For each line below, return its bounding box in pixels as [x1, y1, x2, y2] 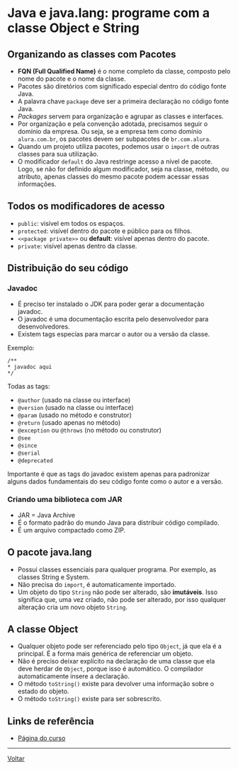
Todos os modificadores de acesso [7, 200, 165, 212]
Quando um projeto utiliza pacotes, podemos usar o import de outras [17, 142, 220, 150]
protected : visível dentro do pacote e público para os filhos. [17, 227, 193, 235]
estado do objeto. [17, 687, 69, 695]
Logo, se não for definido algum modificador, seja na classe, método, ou [17, 165, 229, 173]
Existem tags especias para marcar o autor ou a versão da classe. [17, 329, 210, 338]
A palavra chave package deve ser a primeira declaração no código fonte [17, 97, 229, 106]
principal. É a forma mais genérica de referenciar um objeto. [17, 649, 193, 658]
